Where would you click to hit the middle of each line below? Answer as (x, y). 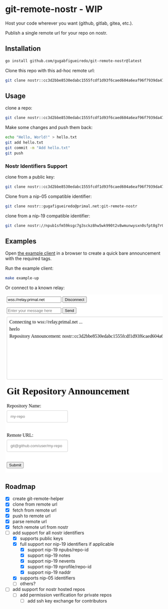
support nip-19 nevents (51, 561)
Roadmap (20, 486)
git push (14, 153)
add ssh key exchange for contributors (67, 600)
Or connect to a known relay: (35, 288)
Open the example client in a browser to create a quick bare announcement (83, 253)
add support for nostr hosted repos (48, 589)
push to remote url (31, 516)
